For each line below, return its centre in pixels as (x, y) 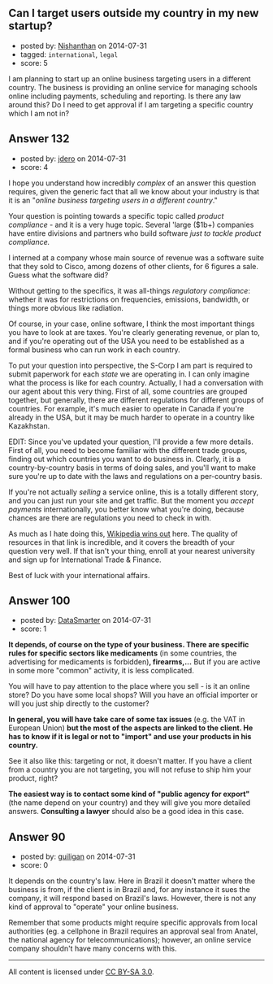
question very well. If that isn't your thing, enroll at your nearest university (132, 551)
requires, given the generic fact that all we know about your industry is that (134, 191)
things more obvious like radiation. (66, 307)
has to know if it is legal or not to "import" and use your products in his (130, 737)
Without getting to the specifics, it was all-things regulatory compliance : (129, 290)
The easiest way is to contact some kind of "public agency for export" (129, 794)
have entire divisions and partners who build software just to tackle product (135, 233)
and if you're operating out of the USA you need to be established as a (127, 341)
